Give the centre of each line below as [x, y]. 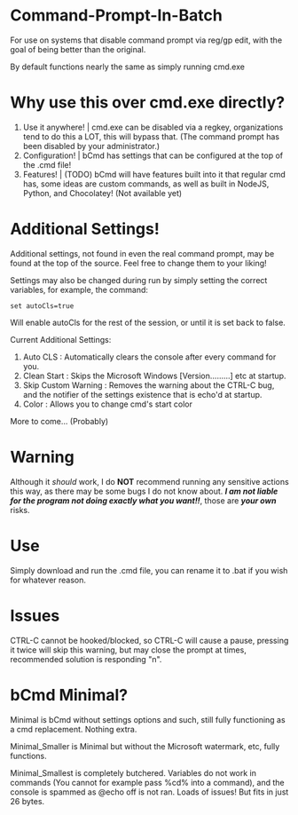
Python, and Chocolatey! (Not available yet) [102, 193]
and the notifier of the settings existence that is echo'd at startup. [142, 394]
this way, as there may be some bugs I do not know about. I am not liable [144, 491]
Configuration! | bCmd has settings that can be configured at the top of [153, 155]
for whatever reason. [48, 580]
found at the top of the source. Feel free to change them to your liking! [138, 263]
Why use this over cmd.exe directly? [148, 103]
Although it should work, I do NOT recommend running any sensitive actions [149, 481]
